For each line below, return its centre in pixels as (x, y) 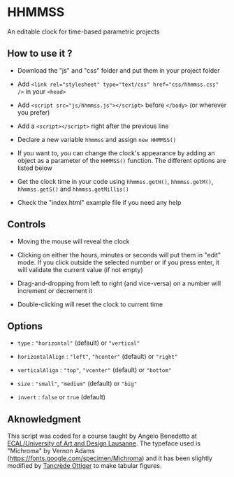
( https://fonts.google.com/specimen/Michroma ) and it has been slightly (110, 458)
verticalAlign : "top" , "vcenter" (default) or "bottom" (94, 370)
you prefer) (34, 112)
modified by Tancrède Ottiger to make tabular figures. (85, 466)
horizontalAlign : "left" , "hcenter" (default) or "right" (97, 357)
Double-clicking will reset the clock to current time (90, 304)
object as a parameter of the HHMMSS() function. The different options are (122, 160)
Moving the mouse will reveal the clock (74, 241)
